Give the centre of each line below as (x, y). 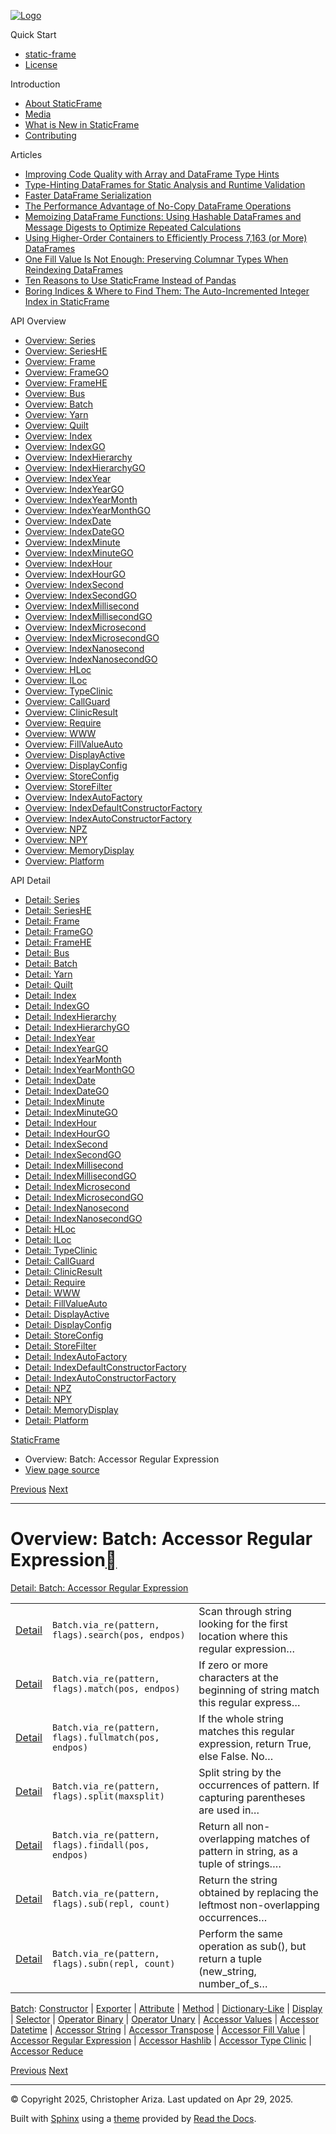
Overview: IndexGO (65, 446)
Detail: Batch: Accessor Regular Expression (99, 1587)
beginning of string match (259, 1690)
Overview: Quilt (56, 425)
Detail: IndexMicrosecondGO (84, 1197)
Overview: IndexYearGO (74, 489)
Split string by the (240, 1772)
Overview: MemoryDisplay (79, 850)
